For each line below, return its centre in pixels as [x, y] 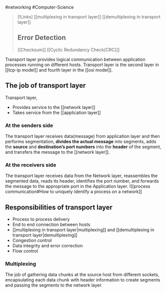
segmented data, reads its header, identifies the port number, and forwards [82, 181]
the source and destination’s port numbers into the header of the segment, [83, 147]
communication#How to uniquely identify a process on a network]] [74, 192]
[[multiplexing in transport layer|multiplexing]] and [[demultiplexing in [83, 230]
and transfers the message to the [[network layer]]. [58, 152]
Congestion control [32, 240]
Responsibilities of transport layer [59, 207]
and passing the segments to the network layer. [54, 285]
